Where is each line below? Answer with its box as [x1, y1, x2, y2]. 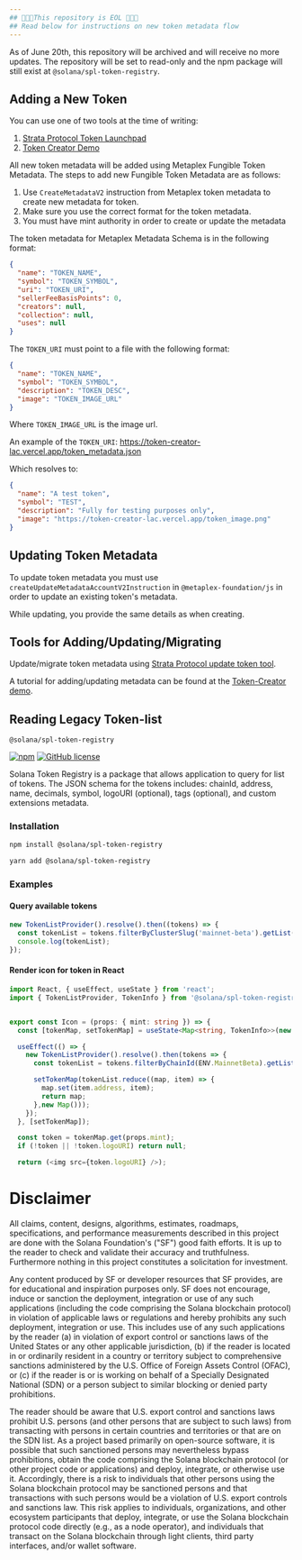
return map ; [41, 1091, 87, 1100]
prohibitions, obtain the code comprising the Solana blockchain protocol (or [9, 1454, 289, 1464]
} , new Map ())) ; [32, 1100, 91, 1109]
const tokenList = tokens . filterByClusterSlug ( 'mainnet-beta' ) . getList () [17, 929, 299, 938]
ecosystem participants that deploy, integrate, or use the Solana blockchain [9, 1511, 289, 1522]
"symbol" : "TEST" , [17, 497, 87, 507]
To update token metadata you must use [9, 571, 159, 582]
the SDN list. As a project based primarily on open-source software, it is [9, 1435, 276, 1446]
